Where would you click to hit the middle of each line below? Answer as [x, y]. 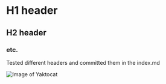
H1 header [32, 10]
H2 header [27, 33]
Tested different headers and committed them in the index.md [83, 62]
